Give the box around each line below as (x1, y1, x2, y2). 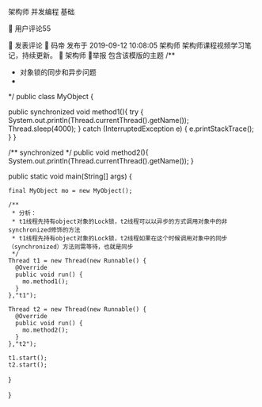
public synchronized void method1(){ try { (8, 107, 144, 117)
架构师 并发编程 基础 (8, 7, 75, 16)
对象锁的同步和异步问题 (19, 67, 97, 77)
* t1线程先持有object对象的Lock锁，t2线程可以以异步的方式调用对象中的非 (11, 217, 228, 225)
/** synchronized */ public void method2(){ (8, 148, 149, 157)
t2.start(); (8, 361, 47, 369)
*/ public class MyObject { (8, 92, 93, 101)
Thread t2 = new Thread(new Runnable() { (8, 305, 147, 313)
